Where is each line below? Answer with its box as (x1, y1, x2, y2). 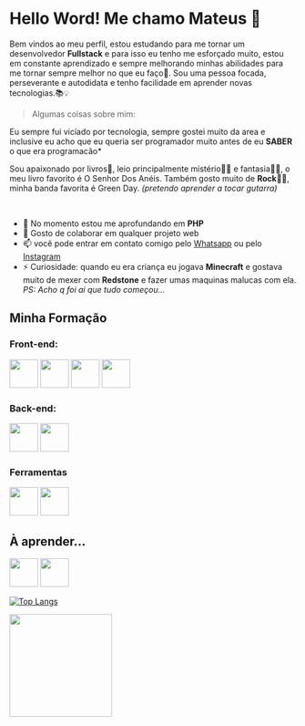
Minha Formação (9, 310, 107, 327)
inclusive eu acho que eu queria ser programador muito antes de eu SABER (9, 136, 293, 147)
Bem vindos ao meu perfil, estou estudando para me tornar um (9, 38, 246, 49)
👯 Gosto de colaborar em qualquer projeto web (22, 227, 199, 238)
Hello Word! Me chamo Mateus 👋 (9, 8, 261, 29)
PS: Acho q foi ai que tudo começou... (22, 284, 166, 295)
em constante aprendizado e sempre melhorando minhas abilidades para (9, 57, 284, 68)
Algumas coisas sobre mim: (31, 109, 136, 119)
